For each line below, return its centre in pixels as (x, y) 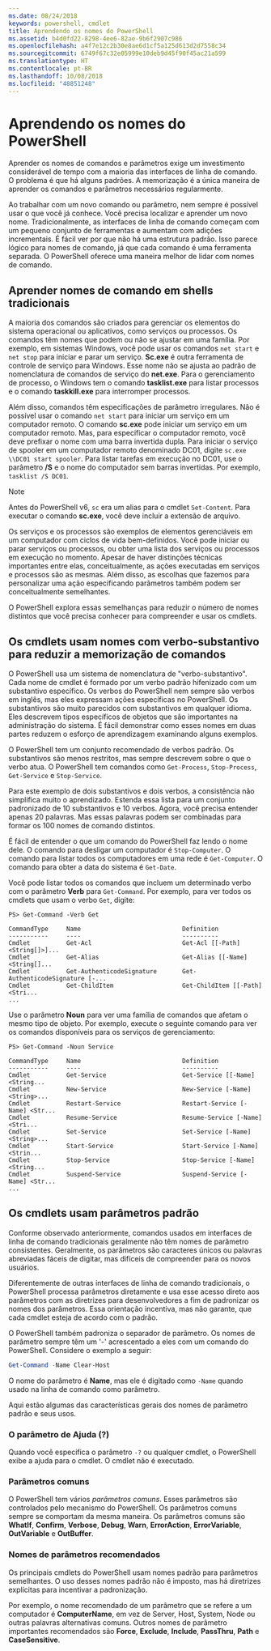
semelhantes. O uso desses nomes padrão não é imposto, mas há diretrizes (135, 1581)
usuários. (24, 1267)
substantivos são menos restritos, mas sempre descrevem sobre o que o (130, 759)
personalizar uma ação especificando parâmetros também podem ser (125, 583)
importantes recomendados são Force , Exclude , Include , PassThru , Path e (134, 1631)
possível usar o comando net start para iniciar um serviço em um (119, 416)
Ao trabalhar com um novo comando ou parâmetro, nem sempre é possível (133, 205)
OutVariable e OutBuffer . (51, 1534)
